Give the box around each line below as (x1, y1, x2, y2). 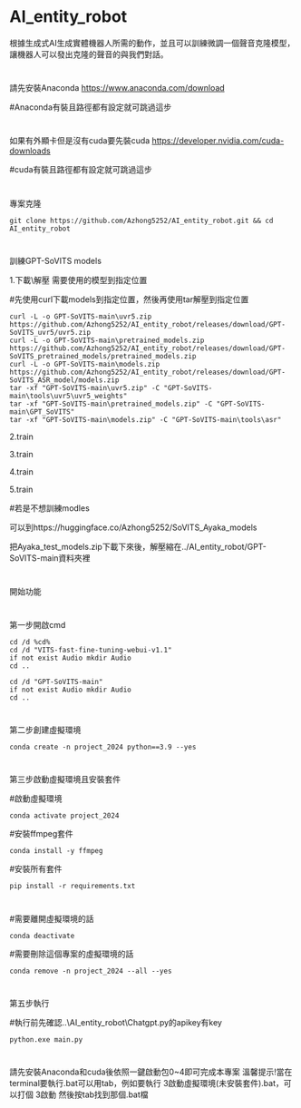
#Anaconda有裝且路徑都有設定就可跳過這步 (9, 102, 172, 113)
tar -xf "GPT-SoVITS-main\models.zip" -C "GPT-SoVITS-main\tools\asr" (9, 415, 282, 424)
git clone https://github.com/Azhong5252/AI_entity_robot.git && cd (9, 216, 274, 225)
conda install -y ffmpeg (9, 847, 103, 856)
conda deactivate (9, 931, 75, 940)
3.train (9, 448, 34, 459)
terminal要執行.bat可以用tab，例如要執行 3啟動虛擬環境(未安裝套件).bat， (9, 1078, 284, 1088)
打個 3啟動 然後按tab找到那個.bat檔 (16, 1089, 149, 1100)
